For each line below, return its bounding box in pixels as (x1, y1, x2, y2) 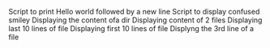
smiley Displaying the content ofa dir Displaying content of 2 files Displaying (8, 15, 263, 25)
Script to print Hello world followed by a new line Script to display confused (8, 7, 260, 16)
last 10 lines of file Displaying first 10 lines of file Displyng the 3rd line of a (8, 24, 254, 33)
